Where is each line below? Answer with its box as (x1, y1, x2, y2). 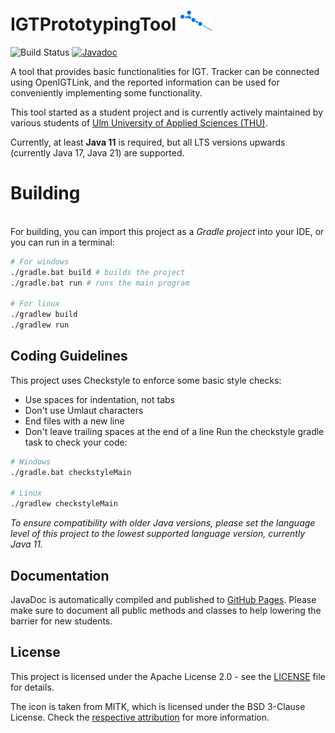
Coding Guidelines (10, 348, 128, 365)
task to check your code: (24, 436, 128, 448)
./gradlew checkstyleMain (10, 499, 118, 509)
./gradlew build (10, 310, 78, 320)
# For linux (10, 299, 60, 309)
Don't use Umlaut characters (24, 404, 144, 416)
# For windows (10, 256, 70, 267)
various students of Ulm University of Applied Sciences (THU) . (10, 116, 268, 129)
